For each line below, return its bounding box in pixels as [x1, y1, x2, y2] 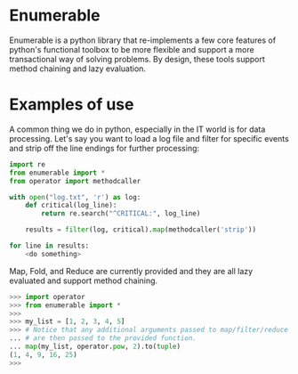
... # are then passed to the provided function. [9, 334, 197, 343]
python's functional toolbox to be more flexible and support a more [9, 44, 255, 54]
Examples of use [9, 94, 134, 115]
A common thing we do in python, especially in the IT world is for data [9, 124, 266, 134]
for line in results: [9, 241, 90, 250]
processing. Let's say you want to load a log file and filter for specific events [9, 133, 289, 143]
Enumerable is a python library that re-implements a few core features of [9, 35, 277, 45]
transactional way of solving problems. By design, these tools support [9, 53, 265, 64]
